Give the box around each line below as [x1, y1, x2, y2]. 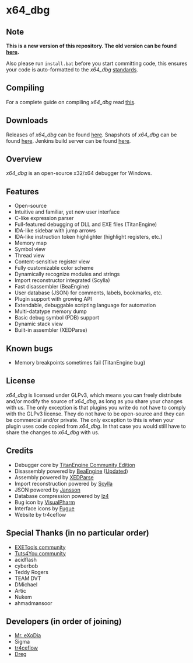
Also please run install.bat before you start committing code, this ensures [6, 60, 188, 67]
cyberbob [14, 562, 38, 569]
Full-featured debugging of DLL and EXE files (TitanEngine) [14, 221, 157, 228]
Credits [6, 446, 34, 456]
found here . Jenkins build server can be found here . [6, 137, 131, 144]
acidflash [14, 556, 37, 563]
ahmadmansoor [14, 599, 52, 606]
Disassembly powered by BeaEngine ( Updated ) [14, 468, 128, 475]
